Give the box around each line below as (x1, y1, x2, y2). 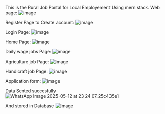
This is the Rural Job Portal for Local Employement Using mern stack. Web (5, 5, 160, 10)
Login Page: (5, 29, 30, 35)
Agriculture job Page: (5, 59, 49, 65)
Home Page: (5, 39, 31, 45)
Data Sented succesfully (5, 88, 57, 94)
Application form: (5, 78, 41, 84)
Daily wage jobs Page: (5, 49, 51, 54)
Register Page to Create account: (5, 20, 74, 25)
